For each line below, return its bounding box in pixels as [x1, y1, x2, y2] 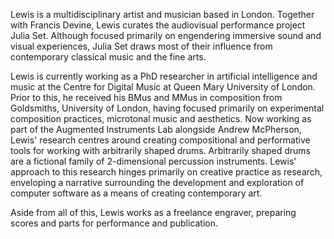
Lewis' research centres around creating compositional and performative [10, 134, 311, 146]
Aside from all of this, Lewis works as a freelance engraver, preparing [10, 207, 297, 218]
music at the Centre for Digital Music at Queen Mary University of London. [10, 81, 316, 93]
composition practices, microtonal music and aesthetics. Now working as [10, 113, 312, 124]
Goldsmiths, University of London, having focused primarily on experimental [10, 102, 325, 114]
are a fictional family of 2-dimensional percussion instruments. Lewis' [10, 155, 297, 167]
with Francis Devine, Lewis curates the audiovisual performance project [10, 19, 306, 31]
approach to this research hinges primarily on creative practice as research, [10, 166, 323, 178]
